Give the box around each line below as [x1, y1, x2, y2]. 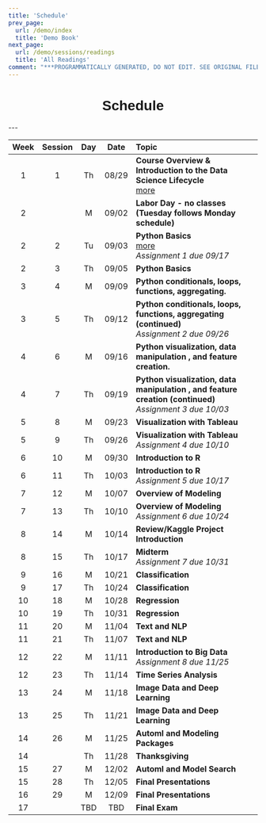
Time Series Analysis [135, 669, 218, 680]
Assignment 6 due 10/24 [135, 511, 230, 522]
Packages [135, 737, 174, 748]
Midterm [135, 546, 169, 557]
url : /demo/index [15, 26, 73, 34]
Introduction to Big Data [135, 646, 228, 657]
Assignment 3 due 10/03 [135, 404, 230, 415]
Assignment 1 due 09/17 [135, 250, 230, 261]
